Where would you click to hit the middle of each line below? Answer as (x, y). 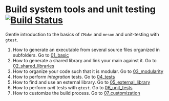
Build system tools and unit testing (81, 9)
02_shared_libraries (34, 66)
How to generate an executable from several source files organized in (86, 49)
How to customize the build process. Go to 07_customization (76, 93)
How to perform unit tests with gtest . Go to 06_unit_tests (72, 87)
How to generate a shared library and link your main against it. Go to (85, 60)
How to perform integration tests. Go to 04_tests (64, 77)
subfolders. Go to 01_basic (41, 55)
